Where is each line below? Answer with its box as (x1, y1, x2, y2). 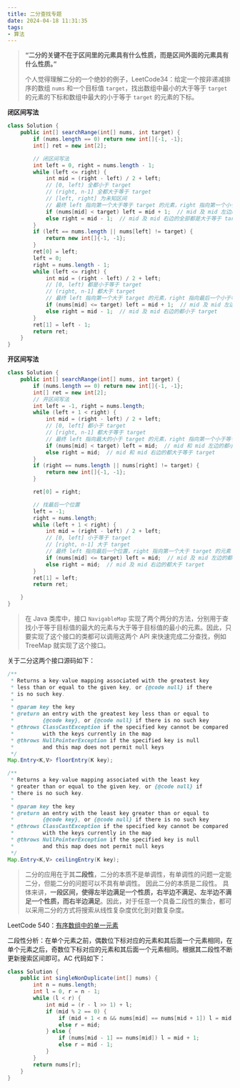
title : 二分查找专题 (7, 10, 62, 18)
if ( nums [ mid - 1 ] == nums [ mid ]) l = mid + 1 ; (58, 1034, 200, 1042)
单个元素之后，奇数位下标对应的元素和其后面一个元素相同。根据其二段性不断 (7, 944, 233, 954)
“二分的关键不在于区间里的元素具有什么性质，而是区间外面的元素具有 (24, 51, 229, 59)
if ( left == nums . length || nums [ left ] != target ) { (33, 228, 194, 236)
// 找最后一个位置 (33, 501, 80, 508)
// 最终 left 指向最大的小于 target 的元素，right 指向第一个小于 (45, 435, 226, 443)
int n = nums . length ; (33, 982, 98, 989)
